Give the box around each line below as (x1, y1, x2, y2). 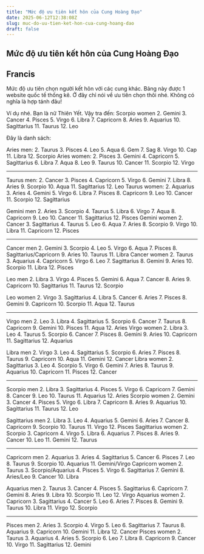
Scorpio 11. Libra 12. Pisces (6, 264, 74, 271)
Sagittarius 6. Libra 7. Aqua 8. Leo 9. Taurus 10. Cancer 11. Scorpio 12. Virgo (6, 159, 195, 166)
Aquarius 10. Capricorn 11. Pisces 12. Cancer (6, 368, 117, 375)
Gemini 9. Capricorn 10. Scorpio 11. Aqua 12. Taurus (6, 300, 135, 307)
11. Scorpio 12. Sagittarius (6, 196, 70, 203)
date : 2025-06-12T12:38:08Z (6, 15, 78, 21)
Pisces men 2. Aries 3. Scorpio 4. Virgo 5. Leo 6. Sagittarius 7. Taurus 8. (6, 522, 186, 529)
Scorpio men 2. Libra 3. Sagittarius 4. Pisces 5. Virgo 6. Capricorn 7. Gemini (6, 386, 195, 393)
